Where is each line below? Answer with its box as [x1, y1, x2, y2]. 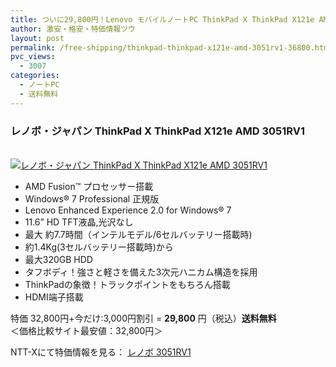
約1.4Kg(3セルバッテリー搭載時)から [24, 241, 174, 253]
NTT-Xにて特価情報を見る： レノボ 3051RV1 [10, 346, 192, 358]
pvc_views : [10, 52, 56, 62]
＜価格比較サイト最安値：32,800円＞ [10, 324, 163, 336]
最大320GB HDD [24, 253, 93, 265]
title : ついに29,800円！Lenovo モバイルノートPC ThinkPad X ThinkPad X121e [10, 14, 315, 25]
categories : [10, 71, 60, 81]
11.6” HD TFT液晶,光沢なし [24, 216, 134, 228]
